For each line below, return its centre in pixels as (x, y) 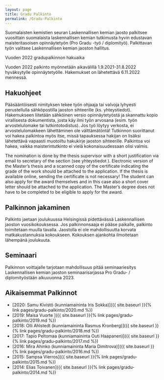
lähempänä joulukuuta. (28, 240)
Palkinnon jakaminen (37, 208)
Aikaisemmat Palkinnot (41, 293)
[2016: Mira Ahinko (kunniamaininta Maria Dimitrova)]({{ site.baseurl (81, 346)
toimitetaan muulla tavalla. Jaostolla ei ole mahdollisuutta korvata (70, 230)
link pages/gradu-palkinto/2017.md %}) (59, 341)
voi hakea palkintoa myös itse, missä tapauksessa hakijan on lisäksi (73, 136)
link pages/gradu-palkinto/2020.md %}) (52, 310)
